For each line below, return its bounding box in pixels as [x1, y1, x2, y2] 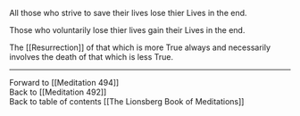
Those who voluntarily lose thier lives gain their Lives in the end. [9, 25, 246, 35]
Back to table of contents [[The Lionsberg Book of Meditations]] [9, 96, 245, 106]
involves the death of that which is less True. [9, 52, 174, 62]
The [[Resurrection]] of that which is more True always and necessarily [9, 42, 271, 53]
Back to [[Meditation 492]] [9, 87, 107, 97]
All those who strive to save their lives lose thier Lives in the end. [9, 8, 247, 18]
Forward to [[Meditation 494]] [9, 78, 120, 87]
